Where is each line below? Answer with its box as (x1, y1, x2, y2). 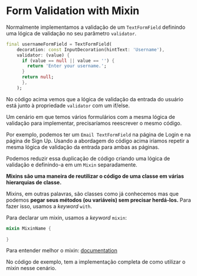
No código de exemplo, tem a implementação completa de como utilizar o (6, 258, 186, 265)
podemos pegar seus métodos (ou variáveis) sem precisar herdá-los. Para (6, 196, 192, 204)
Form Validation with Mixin (6, 4, 140, 18)
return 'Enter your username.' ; (27, 63, 107, 69)
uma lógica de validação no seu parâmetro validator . (6, 29, 137, 36)
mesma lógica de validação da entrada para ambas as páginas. (6, 143, 160, 151)
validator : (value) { (17, 52, 70, 58)
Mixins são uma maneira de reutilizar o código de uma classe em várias (6, 172, 185, 179)
